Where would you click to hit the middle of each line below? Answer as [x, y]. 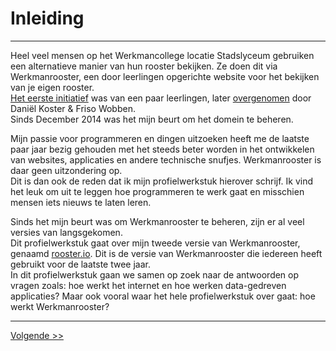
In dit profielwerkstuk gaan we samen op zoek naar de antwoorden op [155, 274]
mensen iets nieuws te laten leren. [81, 202]
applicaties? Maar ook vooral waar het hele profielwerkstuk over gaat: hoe [163, 296]
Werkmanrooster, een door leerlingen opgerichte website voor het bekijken [165, 76]
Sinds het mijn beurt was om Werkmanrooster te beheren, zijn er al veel [157, 221]
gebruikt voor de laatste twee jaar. [81, 264]
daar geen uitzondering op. [66, 170]
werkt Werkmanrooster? [60, 306]
